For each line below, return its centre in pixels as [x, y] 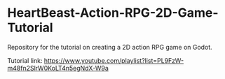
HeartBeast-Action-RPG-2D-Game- [113, 13]
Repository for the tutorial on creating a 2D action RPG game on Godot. [110, 47]
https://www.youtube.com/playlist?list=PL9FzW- [114, 60]
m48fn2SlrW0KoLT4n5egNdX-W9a [58, 68]
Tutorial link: [25, 60]
